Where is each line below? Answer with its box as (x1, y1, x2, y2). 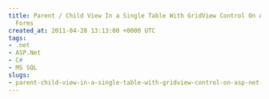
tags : (8, 34, 26, 42)
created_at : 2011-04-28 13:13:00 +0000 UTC (8, 26, 156, 34)
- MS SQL (8, 64, 38, 72)
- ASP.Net (8, 49, 42, 57)
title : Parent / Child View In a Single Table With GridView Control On (8, 11, 256, 20)
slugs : (8, 71, 30, 79)
